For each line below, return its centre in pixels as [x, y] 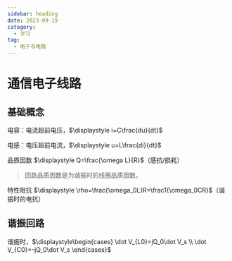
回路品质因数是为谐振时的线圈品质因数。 [83, 175]
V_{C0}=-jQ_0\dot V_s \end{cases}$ [59, 249]
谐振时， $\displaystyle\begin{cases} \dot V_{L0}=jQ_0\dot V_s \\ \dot [107, 241]
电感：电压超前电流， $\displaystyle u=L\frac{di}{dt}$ [84, 145]
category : [22, 27]
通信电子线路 [45, 84]
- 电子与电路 [30, 47]
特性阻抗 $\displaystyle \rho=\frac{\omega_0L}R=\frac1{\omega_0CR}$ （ [113, 190]
